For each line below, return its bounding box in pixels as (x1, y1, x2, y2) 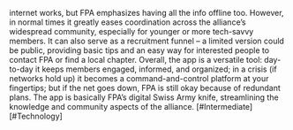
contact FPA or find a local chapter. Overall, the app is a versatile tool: (9, 55, 263, 65)
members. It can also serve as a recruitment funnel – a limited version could (9, 35, 285, 46)
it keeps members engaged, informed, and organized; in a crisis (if (34, 64, 277, 74)
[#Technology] (9, 111, 64, 121)
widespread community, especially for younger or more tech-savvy (9, 27, 254, 36)
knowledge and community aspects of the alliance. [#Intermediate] (9, 102, 253, 111)
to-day (9, 64, 34, 74)
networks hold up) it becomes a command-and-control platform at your (9, 73, 269, 83)
